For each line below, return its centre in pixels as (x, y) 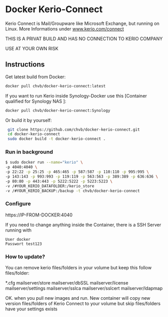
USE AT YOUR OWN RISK (32, 48)
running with (18, 230)
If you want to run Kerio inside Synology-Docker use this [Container (76, 96)
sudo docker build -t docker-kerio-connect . (57, 139)
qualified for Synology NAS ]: (36, 101)
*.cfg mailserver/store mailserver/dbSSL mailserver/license (67, 283)
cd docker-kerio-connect (34, 134)
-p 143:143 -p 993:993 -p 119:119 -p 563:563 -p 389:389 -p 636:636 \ (82, 177)
